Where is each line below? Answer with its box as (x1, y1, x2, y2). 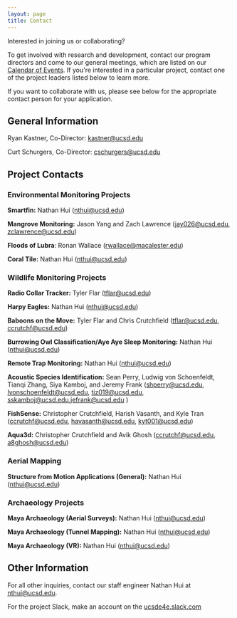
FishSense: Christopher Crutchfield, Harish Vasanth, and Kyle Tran (7, 409, 204, 418)
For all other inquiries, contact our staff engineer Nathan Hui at (7, 581, 191, 590)
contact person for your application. (7, 94, 112, 103)
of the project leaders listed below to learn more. (7, 73, 151, 82)
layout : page (7, 10, 46, 18)
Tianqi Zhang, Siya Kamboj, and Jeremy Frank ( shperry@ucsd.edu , (7, 380, 205, 389)
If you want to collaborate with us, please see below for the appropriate (7, 87, 217, 95)
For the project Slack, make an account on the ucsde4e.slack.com (7, 602, 201, 611)
